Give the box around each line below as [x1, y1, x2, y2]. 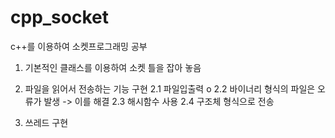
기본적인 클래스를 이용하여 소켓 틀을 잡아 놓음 [24, 61, 202, 73]
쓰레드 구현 [24, 116, 69, 128]
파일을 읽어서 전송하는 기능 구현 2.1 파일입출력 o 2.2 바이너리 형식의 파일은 [24, 82, 316, 95]
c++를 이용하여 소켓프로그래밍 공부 [10, 40, 148, 52]
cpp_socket [10, 6, 109, 29]
